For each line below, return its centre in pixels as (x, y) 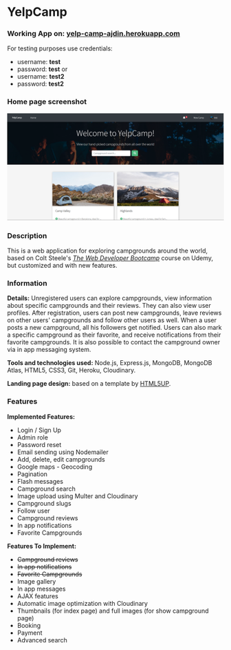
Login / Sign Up (39, 430)
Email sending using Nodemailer (63, 452)
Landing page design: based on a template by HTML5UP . (89, 384)
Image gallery (36, 581)
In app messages (41, 589)
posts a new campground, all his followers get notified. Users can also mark (114, 328)
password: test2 (40, 84)
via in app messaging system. (49, 350)
